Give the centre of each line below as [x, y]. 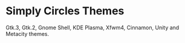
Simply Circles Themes [65, 11]
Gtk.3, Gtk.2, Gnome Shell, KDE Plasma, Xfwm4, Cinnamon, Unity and [92, 27]
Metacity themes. [28, 33]
